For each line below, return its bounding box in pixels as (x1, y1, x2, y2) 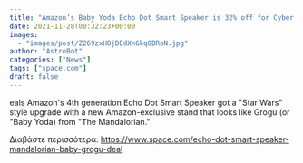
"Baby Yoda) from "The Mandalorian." (9, 116, 151, 127)
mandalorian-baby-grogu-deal (9, 143, 123, 154)
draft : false (9, 72, 59, 81)
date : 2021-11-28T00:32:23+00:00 (9, 22, 136, 31)
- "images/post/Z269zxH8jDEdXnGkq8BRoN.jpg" (17, 38, 189, 48)
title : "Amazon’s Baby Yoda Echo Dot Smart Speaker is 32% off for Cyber (9, 13, 295, 23)
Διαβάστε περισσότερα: (9, 133, 99, 145)
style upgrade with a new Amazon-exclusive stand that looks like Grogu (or (9, 106, 290, 118)
